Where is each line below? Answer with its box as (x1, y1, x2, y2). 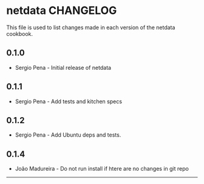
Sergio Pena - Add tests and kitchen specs (15, 98, 123, 105)
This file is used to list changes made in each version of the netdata (6, 24, 175, 31)
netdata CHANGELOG (6, 4, 117, 18)
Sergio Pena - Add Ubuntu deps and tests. (15, 131, 121, 138)
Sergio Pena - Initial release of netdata (15, 64, 111, 71)
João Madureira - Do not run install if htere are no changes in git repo (15, 165, 189, 172)
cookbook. (6, 30, 33, 37)
